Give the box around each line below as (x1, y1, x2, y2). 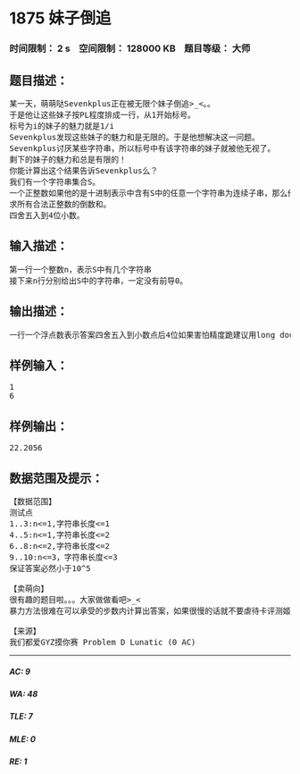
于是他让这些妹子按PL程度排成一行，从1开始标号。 (9, 109, 196, 120)
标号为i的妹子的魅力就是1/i (9, 121, 114, 130)
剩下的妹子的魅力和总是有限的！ (9, 154, 127, 164)
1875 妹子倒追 (9, 8, 112, 29)
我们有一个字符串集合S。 (9, 176, 101, 187)
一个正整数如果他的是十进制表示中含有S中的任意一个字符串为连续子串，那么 (9, 188, 288, 198)
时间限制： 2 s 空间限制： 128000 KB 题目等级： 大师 (9, 42, 251, 55)
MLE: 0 (9, 734, 36, 745)
